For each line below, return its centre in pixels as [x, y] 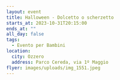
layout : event [24, 12]
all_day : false [25, 34]
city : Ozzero [28, 57]
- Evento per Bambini [39, 46]
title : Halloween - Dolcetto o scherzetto [60, 17]
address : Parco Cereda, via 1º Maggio [60, 62]
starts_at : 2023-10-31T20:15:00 [46, 23]
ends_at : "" [21, 29]
